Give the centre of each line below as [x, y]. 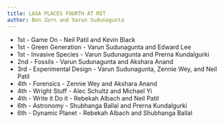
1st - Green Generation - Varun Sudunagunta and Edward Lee [104, 47]
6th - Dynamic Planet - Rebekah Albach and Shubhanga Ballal [104, 113]
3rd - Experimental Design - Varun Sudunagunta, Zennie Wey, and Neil [117, 69]
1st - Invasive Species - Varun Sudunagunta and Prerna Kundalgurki [113, 54]
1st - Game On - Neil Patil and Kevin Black [76, 39]
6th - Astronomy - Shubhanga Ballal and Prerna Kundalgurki [102, 105]
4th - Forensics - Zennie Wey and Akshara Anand [87, 83]
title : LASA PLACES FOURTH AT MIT [57, 13]
